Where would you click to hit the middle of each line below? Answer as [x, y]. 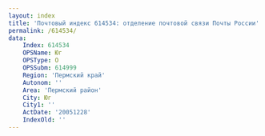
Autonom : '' [42, 82]
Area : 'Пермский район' [62, 90]
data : [17, 38]
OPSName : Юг [42, 53]
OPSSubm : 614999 [50, 68]
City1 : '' [39, 105]
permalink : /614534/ [43, 30]
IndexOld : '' [44, 120]
